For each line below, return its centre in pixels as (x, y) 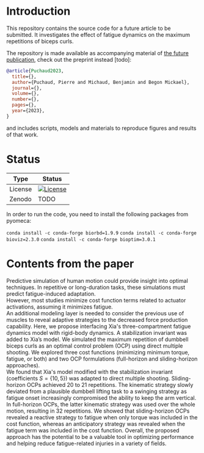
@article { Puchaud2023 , (35, 71)
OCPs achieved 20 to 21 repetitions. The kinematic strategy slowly (110, 384)
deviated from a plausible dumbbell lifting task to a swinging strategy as (97, 391)
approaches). (23, 365)
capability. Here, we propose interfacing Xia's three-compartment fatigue (99, 326)
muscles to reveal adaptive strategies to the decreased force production (97, 320)
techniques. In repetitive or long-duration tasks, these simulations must (96, 287)
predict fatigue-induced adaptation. (51, 294)
